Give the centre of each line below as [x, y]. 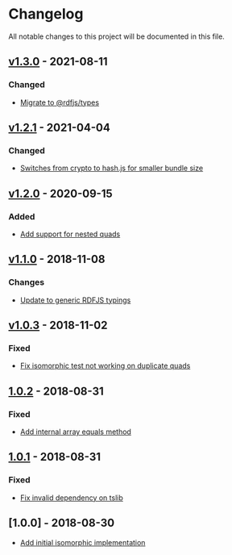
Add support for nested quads [70, 234]
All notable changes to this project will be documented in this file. [117, 36]
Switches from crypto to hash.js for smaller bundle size [112, 168]
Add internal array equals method [75, 432]
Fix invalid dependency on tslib [71, 498]
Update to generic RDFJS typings [75, 300]
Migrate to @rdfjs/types [59, 102]
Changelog [46, 14]
